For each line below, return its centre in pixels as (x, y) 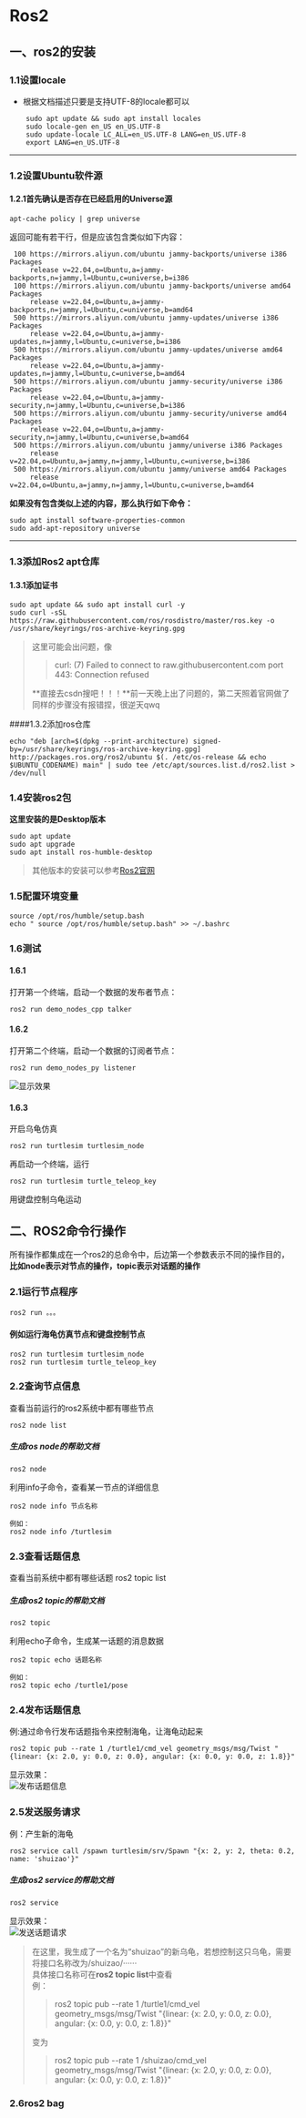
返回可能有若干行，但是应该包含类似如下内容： (97, 237)
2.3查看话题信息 (45, 1556)
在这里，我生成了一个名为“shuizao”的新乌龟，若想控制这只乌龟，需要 (162, 1951)
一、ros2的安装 (52, 51)
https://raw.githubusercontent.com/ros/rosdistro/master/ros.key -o (142, 621)
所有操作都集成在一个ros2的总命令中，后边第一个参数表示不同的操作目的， (149, 1255)
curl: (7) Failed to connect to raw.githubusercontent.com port (169, 665)
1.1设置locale (38, 80)
